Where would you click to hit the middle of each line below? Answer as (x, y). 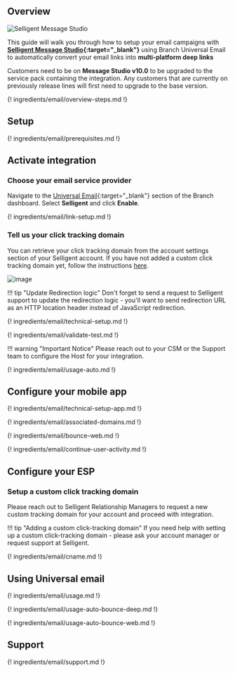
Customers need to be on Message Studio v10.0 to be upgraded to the (110, 70)
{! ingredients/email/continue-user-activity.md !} (77, 449)
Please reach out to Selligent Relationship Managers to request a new (108, 507)
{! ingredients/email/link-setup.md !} (60, 217)
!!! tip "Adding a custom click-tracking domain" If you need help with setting (116, 528)
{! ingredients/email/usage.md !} (54, 595)
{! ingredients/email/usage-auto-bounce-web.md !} (81, 622)
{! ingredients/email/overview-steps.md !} (67, 99)
